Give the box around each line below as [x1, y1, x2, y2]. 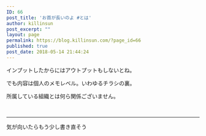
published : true [6, 43, 48, 50]
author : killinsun [6, 20, 53, 26]
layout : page [6, 32, 40, 38]
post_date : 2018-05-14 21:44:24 [6, 49, 89, 55]
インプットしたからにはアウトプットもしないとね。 [6, 66, 135, 74]
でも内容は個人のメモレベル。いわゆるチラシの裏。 [6, 79, 135, 86]
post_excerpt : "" [6, 26, 51, 32]
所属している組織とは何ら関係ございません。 [6, 93, 120, 100]
